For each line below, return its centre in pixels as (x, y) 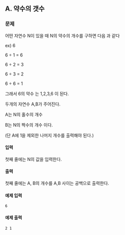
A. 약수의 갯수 (25, 9)
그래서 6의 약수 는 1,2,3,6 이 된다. (37, 93)
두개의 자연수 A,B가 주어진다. (33, 104)
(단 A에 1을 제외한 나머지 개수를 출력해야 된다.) (50, 135)
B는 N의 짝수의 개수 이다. (29, 125)
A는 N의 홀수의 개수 (24, 114)
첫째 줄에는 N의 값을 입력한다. (34, 159)
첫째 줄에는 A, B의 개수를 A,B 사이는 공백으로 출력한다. (57, 183)
